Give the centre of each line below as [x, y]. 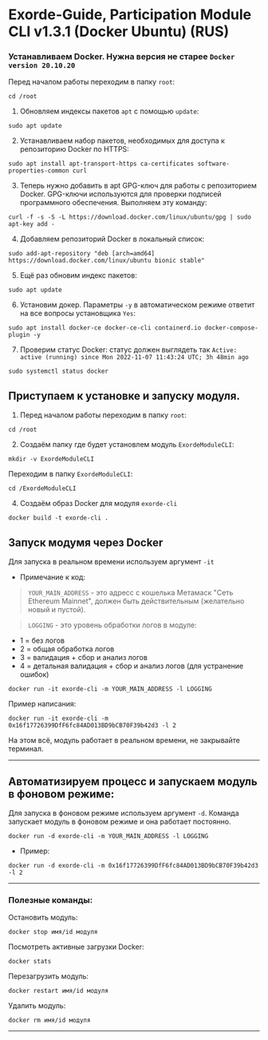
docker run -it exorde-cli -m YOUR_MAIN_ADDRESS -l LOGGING [110, 689]
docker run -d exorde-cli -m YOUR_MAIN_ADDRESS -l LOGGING [108, 836]
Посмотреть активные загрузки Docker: [77, 947]
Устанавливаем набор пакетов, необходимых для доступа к [122, 140]
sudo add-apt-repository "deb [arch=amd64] [82, 254]
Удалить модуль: [37, 1006]
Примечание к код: [53, 577]
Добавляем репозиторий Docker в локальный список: [112, 239]
